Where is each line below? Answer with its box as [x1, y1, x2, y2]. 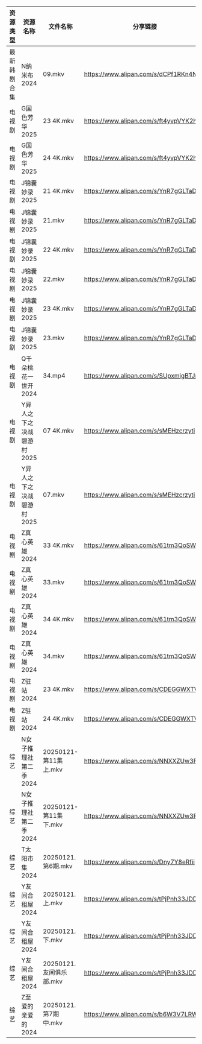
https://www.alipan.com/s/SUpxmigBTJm [84, 372, 201, 379]
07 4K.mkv [43, 426, 74, 435]
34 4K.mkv [43, 615, 74, 623]
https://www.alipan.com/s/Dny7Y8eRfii [84, 858, 195, 866]
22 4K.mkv [43, 245, 74, 254]
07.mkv [43, 491, 65, 499]
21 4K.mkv [43, 187, 74, 195]
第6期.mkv [43, 862, 73, 870]
